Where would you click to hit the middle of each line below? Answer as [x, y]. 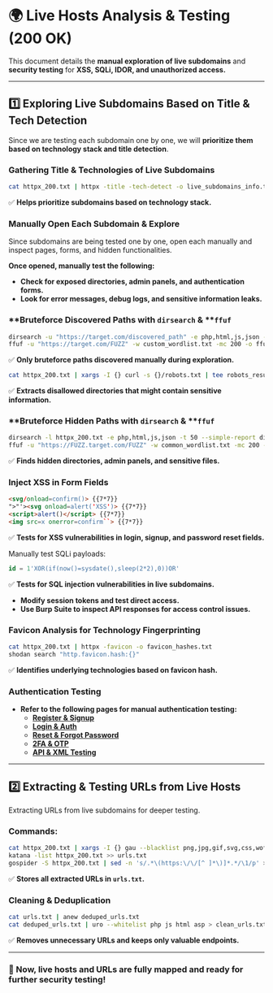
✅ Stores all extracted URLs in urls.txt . [76, 878]
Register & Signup [63, 718]
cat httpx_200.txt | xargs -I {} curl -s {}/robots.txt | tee [116, 375]
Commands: [33, 831]
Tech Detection [48, 121]
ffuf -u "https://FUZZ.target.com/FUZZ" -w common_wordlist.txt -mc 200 [134, 445]
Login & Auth [54, 726]
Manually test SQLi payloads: [57, 553]
